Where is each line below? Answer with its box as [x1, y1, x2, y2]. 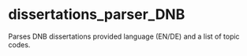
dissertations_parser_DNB [8, 6, 185, 24]
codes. [8, 39, 31, 49]
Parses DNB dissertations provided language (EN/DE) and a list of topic [8, 32, 240, 41]
